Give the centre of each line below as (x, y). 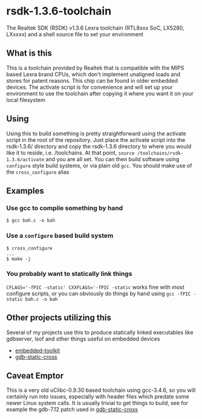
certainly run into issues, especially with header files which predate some (98, 397)
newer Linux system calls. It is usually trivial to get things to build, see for (97, 403)
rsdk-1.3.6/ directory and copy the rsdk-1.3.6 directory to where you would (99, 146)
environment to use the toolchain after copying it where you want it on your (100, 93)
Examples (25, 190)
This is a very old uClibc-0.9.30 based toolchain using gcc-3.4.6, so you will (101, 390)
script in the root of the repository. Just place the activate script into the (96, 139)
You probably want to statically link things (69, 274)
